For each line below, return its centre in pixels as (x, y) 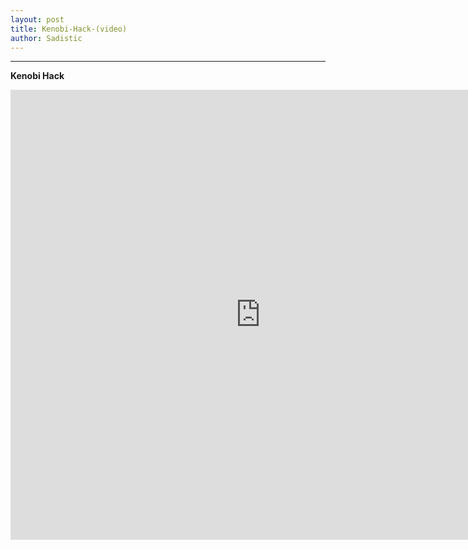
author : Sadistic (46, 38)
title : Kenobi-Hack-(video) (69, 29)
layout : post (37, 19)
